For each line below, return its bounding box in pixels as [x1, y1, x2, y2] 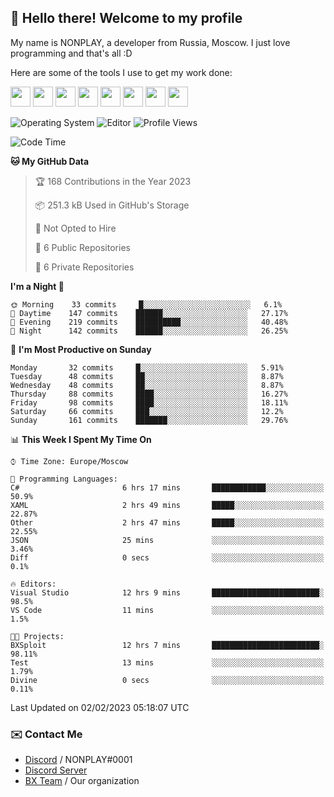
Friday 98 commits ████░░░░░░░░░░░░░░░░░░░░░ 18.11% [10, 397, 288, 408]
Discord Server [24, 764, 88, 776]
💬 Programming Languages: [10, 474, 118, 484]
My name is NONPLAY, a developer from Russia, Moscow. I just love [10, 36, 291, 48]
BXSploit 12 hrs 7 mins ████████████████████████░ [10, 640, 325, 650]
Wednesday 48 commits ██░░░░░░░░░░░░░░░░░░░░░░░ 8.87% [10, 380, 284, 390]
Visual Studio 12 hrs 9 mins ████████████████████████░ [10, 587, 325, 598]
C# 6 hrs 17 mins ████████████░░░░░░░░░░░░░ [10, 482, 325, 493]
